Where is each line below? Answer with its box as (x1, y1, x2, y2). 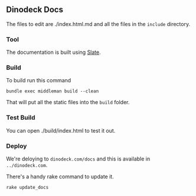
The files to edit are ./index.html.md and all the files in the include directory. (6, 20, 191, 27)
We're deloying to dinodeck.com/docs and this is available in (6, 155, 151, 162)
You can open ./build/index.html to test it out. (6, 127, 116, 134)
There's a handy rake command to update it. (6, 173, 114, 180)
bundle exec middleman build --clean (6, 88, 99, 94)
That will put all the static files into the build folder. (6, 99, 130, 106)
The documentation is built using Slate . (6, 49, 102, 56)
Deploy (6, 142, 27, 150)
